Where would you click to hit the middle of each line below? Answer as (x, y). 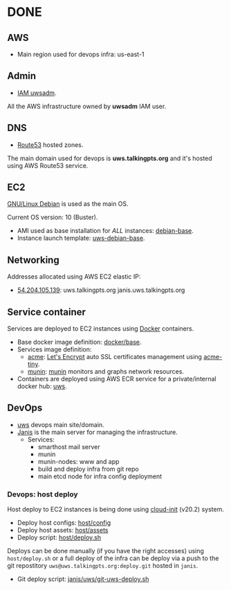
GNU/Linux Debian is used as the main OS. (68, 204)
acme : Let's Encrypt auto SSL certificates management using (115, 357)
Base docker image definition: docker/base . (79, 342)
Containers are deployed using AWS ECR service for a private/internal (117, 379)
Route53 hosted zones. (50, 145)
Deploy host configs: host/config (64, 523)
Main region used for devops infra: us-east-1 (81, 54)
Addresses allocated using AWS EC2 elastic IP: (74, 277)
